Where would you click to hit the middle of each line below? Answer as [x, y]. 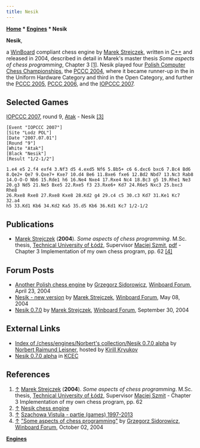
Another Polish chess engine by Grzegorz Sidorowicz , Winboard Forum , [103, 285]
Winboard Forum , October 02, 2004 [59, 427]
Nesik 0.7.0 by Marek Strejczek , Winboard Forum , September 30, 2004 [102, 310]
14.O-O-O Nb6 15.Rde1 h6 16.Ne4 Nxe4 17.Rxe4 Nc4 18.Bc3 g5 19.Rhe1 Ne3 [99, 180]
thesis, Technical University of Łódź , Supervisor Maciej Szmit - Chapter [103, 395]
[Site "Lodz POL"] [29, 133]
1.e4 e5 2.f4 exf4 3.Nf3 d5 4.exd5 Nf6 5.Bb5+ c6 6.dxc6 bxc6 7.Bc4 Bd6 [99, 170]
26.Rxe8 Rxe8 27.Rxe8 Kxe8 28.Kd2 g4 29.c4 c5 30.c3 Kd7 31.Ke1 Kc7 [93, 196]
